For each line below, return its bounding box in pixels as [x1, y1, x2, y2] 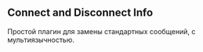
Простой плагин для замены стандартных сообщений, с [7, 26, 196, 36]
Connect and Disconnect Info [7, 6, 154, 19]
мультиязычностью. [7, 35, 75, 44]
